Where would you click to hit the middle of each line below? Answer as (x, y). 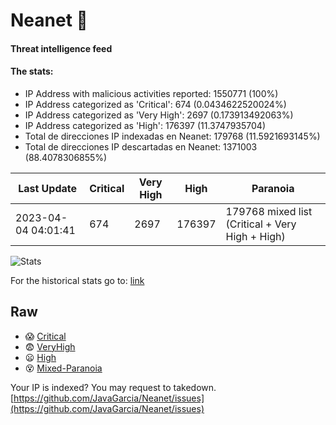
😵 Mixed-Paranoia (63, 368)
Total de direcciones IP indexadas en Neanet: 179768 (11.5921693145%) (172, 136)
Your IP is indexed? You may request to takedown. (113, 387)
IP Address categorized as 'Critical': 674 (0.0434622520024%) (155, 104)
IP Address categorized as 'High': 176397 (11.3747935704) (145, 125)
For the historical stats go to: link (77, 280)
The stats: (32, 71)
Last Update (48, 188)
